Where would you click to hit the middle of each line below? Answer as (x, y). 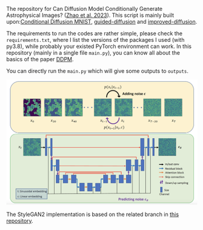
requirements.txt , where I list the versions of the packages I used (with (95, 40)
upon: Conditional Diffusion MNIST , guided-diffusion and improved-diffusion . (102, 22)
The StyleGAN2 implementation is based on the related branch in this (93, 214)
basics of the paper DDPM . (40, 59)
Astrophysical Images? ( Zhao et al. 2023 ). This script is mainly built (90, 15)
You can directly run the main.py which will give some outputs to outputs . (98, 71)
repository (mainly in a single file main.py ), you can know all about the (93, 53)
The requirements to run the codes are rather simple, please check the (95, 33)
